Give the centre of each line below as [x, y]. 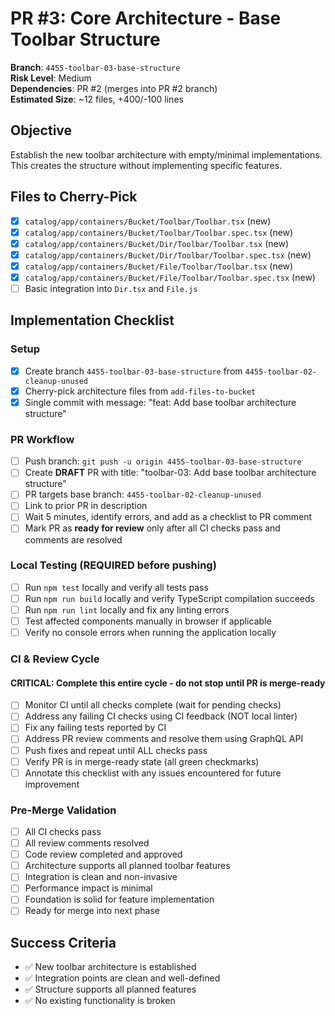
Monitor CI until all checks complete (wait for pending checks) [153, 705]
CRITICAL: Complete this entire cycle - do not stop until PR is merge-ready [168, 683]
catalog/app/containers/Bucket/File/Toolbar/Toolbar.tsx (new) [159, 266]
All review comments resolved [87, 843]
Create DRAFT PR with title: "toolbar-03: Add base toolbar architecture [170, 473]
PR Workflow [42, 439]
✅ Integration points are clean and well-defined [122, 978]
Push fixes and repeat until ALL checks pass [116, 750]
